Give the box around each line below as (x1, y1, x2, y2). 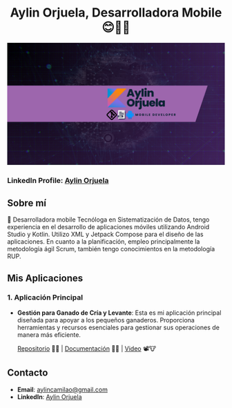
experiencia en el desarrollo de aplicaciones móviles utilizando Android (7, 223, 210, 231)
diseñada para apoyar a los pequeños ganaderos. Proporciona (17, 315, 195, 324)
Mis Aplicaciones (7, 272, 84, 284)
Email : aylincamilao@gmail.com (17, 385, 108, 394)
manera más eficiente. (17, 330, 81, 339)
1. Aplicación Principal (7, 293, 84, 302)
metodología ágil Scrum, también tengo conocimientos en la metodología (7, 245, 215, 253)
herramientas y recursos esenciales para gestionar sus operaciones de (17, 323, 220, 331)
